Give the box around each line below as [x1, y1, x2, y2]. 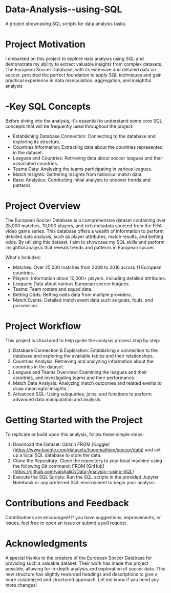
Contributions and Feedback [5, 497, 130, 509]
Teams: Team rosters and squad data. [12, 286, 93, 292]
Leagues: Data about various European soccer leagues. [12, 281, 130, 287]
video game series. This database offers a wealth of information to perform [5, 228, 164, 234]
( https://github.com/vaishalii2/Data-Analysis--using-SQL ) [12, 468, 134, 475]
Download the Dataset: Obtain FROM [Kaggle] [12, 441, 110, 447]
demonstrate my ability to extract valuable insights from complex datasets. [5, 61, 163, 67]
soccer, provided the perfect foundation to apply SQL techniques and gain [5, 72, 162, 78]
